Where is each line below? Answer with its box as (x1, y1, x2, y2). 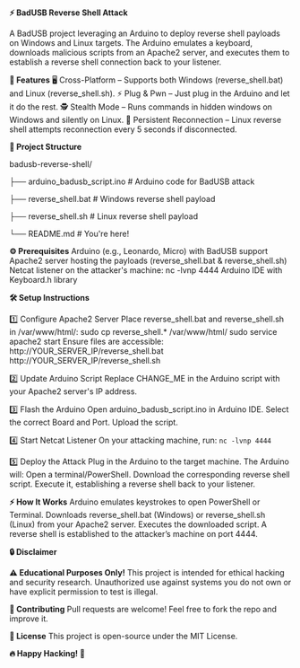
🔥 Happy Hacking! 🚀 (9, 648, 85, 658)
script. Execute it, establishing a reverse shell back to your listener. (9, 479, 256, 489)
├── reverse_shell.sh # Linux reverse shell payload (9, 211, 199, 222)
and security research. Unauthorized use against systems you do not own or (9, 577, 292, 587)
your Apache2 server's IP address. (9, 386, 137, 397)
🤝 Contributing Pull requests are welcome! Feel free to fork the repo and (9, 604, 278, 614)
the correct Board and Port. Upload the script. (9, 417, 179, 427)
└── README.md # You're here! (9, 228, 130, 239)
